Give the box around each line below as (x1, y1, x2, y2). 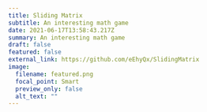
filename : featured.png (15, 70, 93, 78)
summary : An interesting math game (8, 33, 126, 42)
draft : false (8, 41, 51, 49)
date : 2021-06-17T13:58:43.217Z (8, 26, 115, 34)
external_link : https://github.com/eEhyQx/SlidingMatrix (8, 56, 200, 64)
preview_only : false (15, 84, 83, 93)
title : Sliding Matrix (8, 11, 83, 20)
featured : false (8, 48, 62, 56)
